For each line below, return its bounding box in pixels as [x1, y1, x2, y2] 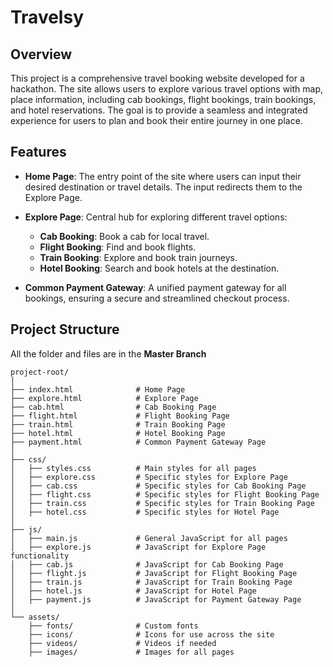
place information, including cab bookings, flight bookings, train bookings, [10, 94, 317, 105]
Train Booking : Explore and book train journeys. [39, 251, 238, 263]
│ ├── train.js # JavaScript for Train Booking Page [10, 577, 293, 587]
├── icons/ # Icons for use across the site [28, 629, 275, 640]
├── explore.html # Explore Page [10, 393, 199, 403]
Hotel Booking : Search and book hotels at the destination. [39, 262, 280, 274]
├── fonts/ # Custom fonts [28, 621, 199, 631]
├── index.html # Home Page [10, 384, 186, 395]
